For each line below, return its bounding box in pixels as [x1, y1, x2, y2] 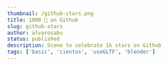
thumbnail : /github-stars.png [7, 10, 94, 17]
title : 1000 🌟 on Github [7, 16, 78, 23]
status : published [7, 36, 60, 43]
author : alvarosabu [7, 29, 63, 36]
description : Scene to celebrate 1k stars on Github [7, 42, 162, 49]
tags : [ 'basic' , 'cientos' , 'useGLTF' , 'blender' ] [7, 49, 156, 56]
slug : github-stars [7, 23, 63, 30]
